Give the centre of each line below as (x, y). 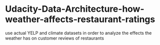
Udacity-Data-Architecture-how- (75, 9)
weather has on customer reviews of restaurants (54, 38)
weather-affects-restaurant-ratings (80, 19)
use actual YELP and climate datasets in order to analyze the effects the (79, 33)
